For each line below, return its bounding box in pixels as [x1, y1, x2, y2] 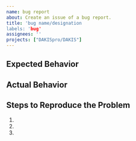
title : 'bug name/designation [6, 20, 82, 26]
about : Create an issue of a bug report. [6, 14, 112, 20]
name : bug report [6, 8, 50, 15]
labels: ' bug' [6, 25, 42, 32]
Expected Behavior [6, 59, 79, 69]
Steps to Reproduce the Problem [6, 100, 131, 110]
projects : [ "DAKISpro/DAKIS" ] [6, 37, 82, 43]
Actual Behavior [6, 80, 68, 90]
